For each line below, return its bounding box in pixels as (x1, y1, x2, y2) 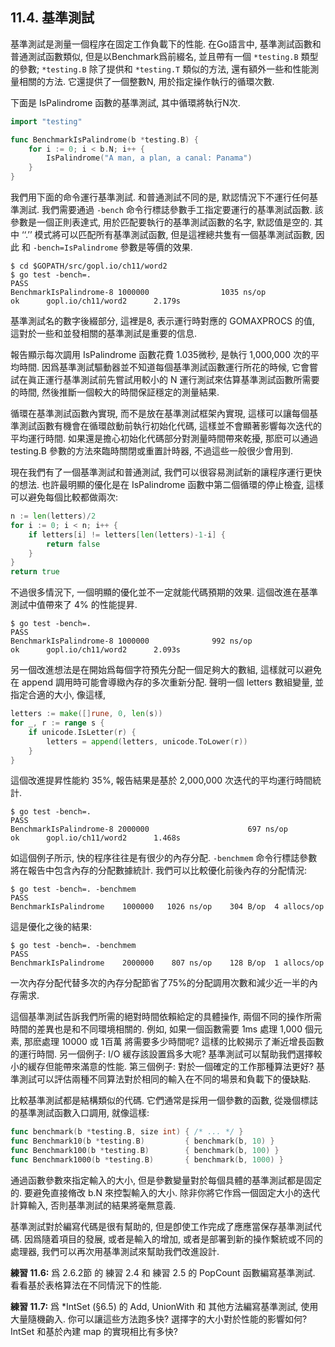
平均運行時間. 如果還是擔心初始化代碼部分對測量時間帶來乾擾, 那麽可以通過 (10, 433, 318, 445)
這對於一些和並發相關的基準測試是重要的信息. (10, 328, 198, 340)
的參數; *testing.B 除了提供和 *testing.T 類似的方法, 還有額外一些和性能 (10, 63, 311, 75)
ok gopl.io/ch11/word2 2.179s (10, 296, 182, 307)
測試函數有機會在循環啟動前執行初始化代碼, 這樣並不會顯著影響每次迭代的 (18, 420, 322, 432)
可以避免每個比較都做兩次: (10, 491, 119, 503)
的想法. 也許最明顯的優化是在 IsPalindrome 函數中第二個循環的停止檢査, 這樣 (10, 479, 325, 491)
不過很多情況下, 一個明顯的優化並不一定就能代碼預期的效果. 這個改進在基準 (10, 586, 318, 598)
